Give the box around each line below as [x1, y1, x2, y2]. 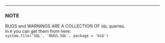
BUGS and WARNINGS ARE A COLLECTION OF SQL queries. [5, 23, 126, 29]
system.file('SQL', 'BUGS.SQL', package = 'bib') [5, 33, 109, 39]
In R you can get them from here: [5, 29, 71, 34]
